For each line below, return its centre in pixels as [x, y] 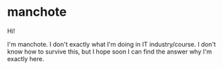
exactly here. [26, 58]
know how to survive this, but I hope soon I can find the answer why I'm [110, 51]
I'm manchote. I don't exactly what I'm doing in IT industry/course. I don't [111, 44]
